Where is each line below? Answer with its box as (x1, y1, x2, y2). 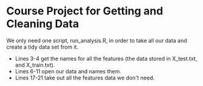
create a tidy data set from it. (6, 43, 79, 51)
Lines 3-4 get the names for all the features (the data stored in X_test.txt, (15, 55, 198, 62)
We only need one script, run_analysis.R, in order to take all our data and (6, 37, 187, 44)
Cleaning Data (6, 17, 79, 31)
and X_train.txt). (15, 61, 55, 69)
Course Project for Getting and (6, 4, 164, 18)
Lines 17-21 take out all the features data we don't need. (15, 74, 155, 81)
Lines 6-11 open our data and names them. (15, 67, 122, 75)
